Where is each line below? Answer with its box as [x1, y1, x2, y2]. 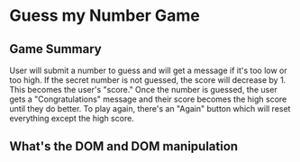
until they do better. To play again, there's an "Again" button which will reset [9, 103, 291, 113]
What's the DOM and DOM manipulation [9, 139, 239, 154]
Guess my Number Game [9, 5, 200, 26]
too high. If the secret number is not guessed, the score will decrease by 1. [9, 75, 286, 85]
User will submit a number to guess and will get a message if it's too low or [9, 65, 288, 76]
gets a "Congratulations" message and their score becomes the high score [9, 94, 287, 104]
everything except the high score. [9, 113, 135, 123]
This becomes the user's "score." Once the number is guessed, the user [9, 85, 277, 94]
